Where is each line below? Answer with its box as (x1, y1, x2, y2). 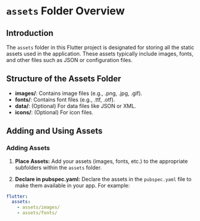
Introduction (6, 28, 54, 38)
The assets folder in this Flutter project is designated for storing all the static (6, 44, 195, 51)
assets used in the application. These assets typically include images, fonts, (6, 50, 193, 57)
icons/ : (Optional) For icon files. (14, 109, 94, 116)
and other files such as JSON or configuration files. (6, 57, 133, 63)
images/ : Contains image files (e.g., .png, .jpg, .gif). (14, 90, 143, 97)
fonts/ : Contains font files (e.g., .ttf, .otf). (14, 96, 116, 103)
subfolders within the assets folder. (14, 164, 102, 171)
